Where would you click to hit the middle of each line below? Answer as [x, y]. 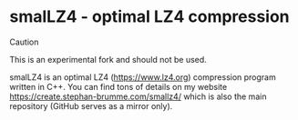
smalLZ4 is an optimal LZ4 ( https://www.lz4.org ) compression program [143, 77]
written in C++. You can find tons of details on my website [118, 86]
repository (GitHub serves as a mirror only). [91, 105]
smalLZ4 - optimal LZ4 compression [149, 17]
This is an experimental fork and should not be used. [108, 59]
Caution [24, 42]
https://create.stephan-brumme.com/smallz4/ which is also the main [138, 96]
